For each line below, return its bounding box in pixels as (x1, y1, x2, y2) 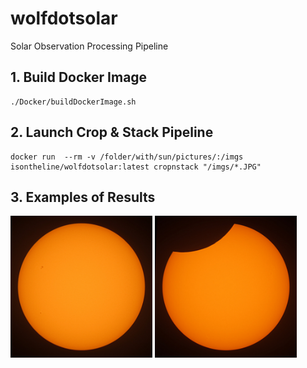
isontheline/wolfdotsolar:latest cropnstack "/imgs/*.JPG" (10, 162, 262, 172)
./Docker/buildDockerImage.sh (10, 97, 137, 107)
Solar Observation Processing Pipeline (10, 40, 169, 52)
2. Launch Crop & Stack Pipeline (10, 124, 214, 141)
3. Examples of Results (10, 188, 156, 206)
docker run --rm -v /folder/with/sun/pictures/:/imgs (10, 152, 244, 162)
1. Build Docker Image (10, 69, 148, 86)
